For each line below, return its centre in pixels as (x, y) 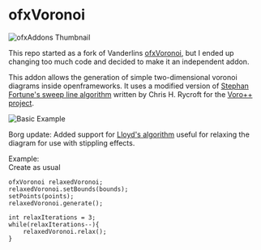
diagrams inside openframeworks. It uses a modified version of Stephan (129, 86)
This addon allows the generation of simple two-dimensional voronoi (123, 77)
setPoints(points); (41, 196)
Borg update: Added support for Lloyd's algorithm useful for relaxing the (129, 134)
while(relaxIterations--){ (54, 224)
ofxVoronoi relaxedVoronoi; (56, 182)
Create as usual (34, 167)
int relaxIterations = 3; (52, 217)
